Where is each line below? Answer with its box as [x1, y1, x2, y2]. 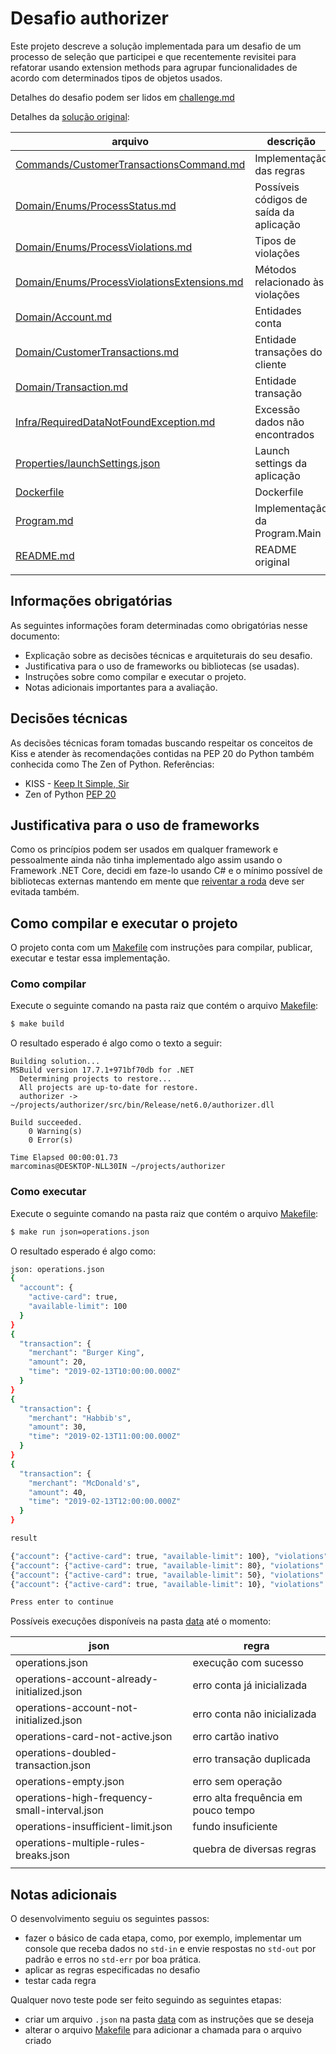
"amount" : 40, [28, 1487, 87, 1497]
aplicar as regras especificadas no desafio [24, 1964, 201, 1976]
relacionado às [254, 275, 325, 289]
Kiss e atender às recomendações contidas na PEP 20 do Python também [10, 747, 315, 759]
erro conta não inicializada [192, 1707, 317, 1721]
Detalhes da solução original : [10, 110, 130, 122]
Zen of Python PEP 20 [24, 788, 117, 800]
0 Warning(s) [28, 1127, 83, 1137]
